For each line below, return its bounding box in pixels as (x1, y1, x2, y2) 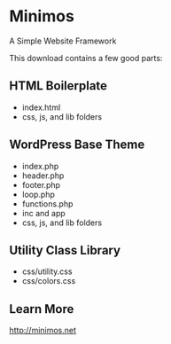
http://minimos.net (9, 325, 77, 336)
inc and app (21, 207, 66, 218)
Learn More (9, 301, 74, 317)
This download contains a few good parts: (9, 52, 163, 63)
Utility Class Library (9, 242, 121, 258)
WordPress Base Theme (9, 137, 145, 152)
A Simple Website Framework (9, 35, 117, 46)
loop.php (21, 189, 56, 199)
